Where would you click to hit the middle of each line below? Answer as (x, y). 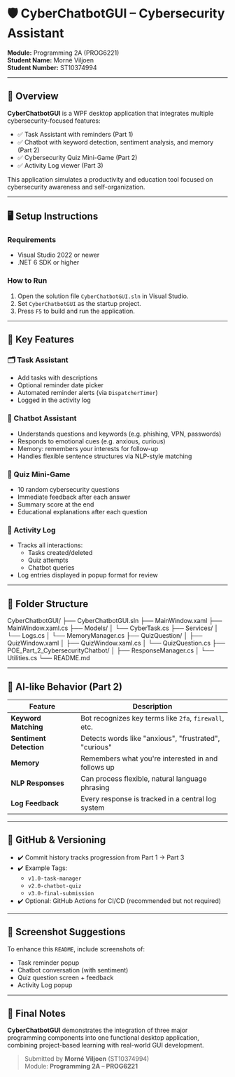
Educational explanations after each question (83, 512)
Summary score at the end (56, 504)
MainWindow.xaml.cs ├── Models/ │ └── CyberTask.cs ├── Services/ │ (113, 628)
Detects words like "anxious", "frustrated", (150, 738)
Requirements (32, 240)
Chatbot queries (51, 568)
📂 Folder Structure (48, 604)
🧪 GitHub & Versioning (57, 840)
